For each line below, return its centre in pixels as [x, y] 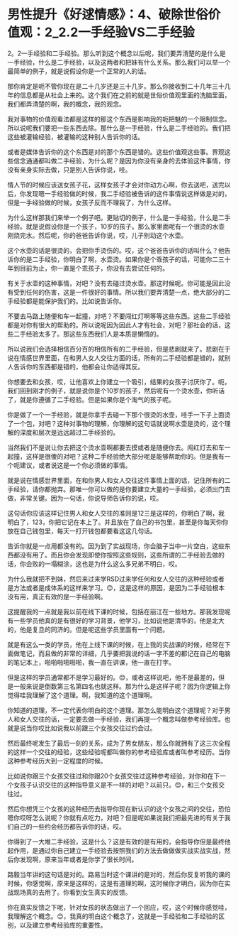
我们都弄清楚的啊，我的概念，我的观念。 [66, 104]
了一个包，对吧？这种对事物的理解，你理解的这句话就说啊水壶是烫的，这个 [116, 423]
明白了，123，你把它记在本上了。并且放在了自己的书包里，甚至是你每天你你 [118, 522]
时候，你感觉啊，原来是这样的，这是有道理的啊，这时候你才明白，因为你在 [116, 883]
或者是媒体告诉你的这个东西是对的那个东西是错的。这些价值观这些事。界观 [116, 152]
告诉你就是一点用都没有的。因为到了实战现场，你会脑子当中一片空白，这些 [116, 546]
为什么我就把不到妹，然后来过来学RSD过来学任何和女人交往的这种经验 [110, 579]
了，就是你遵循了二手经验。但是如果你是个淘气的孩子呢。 [91, 399]
